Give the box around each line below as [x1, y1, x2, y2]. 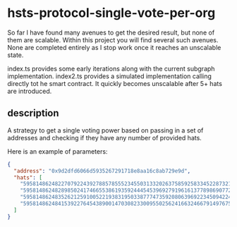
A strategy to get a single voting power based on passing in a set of [7, 125, 204, 135]
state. [7, 51, 24, 59]
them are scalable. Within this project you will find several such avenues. [7, 35, 219, 44]
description [7, 107, 59, 119]
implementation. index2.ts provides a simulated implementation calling [7, 72, 212, 80]
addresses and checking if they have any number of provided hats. [7, 133, 202, 142]
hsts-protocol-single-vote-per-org [7, 5, 216, 21]
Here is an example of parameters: [7, 147, 108, 156]
